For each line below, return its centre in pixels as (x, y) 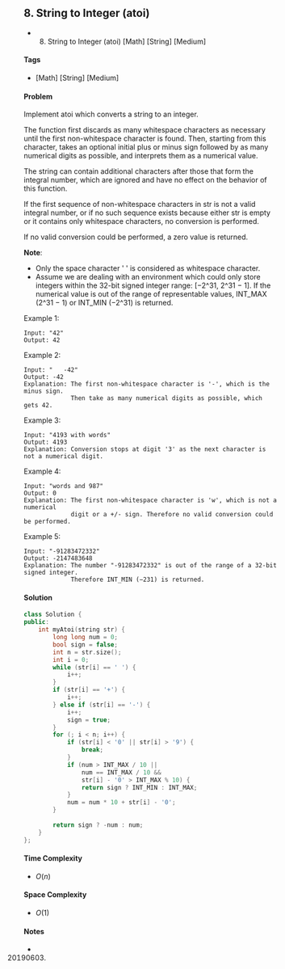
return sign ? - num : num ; (98, 825)
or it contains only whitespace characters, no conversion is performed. (141, 221)
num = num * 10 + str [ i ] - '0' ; (121, 803)
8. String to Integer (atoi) (87, 13)
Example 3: (42, 420)
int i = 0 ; (71, 659)
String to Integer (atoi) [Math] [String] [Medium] (127, 41)
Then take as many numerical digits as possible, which (167, 398)
